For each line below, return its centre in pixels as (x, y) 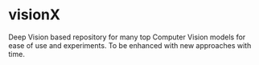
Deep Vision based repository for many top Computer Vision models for (127, 37)
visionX (34, 15)
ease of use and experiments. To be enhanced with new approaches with (130, 45)
